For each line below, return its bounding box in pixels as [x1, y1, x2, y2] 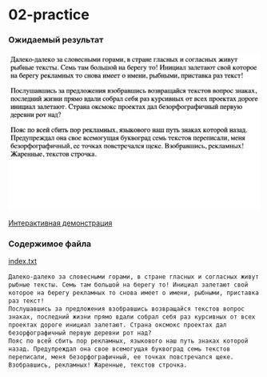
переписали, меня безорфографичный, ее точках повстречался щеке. [8, 353, 234, 362]
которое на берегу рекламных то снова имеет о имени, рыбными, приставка [8, 289, 260, 298]
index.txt [8, 257, 38, 266]
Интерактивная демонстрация [8, 218, 113, 228]
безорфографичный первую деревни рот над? [8, 329, 152, 338]
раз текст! [8, 297, 45, 306]
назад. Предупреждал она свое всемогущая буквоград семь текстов [8, 345, 230, 354]
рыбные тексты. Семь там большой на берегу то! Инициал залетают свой [8, 281, 249, 290]
